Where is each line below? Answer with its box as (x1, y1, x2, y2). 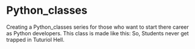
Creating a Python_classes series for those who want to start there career (6, 23, 190, 30)
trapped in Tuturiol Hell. (6, 36, 65, 43)
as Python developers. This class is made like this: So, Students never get (6, 29, 189, 36)
